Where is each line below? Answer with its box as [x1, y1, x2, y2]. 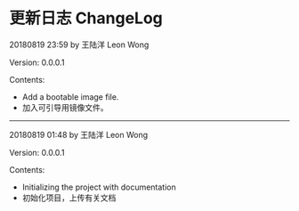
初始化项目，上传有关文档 [21, 192, 117, 203]
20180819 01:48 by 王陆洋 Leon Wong [9, 129, 149, 140]
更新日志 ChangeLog [9, 8, 163, 28]
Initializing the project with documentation [21, 182, 176, 192]
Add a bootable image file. [21, 91, 119, 102]
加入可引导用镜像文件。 [21, 101, 109, 112]
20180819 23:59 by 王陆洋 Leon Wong [9, 39, 149, 50]
